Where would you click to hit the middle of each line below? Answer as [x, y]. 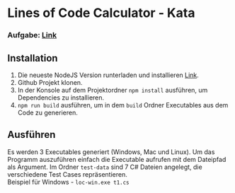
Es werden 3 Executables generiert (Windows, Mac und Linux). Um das [111, 152]
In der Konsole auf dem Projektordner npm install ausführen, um [113, 90]
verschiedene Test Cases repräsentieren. [67, 174]
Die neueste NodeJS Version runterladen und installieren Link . [108, 75]
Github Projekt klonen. [50, 82]
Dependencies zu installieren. [61, 98]
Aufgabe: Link [32, 35]
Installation [33, 58]
